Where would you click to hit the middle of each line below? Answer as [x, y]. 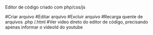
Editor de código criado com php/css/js [45, 7]
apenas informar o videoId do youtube [44, 27]
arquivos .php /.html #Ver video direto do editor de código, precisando [76, 22]
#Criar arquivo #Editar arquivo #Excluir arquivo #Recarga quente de [74, 17]
